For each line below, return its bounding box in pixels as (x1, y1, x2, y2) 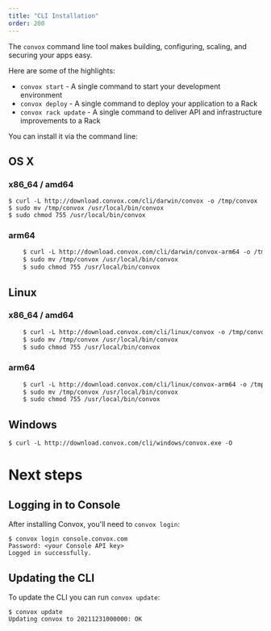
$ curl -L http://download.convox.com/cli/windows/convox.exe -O (8, 439, 232, 448)
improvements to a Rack (19, 115, 101, 125)
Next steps (8, 466, 83, 484)
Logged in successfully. (8, 550, 92, 558)
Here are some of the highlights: (8, 65, 115, 75)
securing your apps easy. (8, 50, 93, 60)
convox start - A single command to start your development (19, 81, 221, 91)
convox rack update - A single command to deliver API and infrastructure (19, 107, 263, 117)
